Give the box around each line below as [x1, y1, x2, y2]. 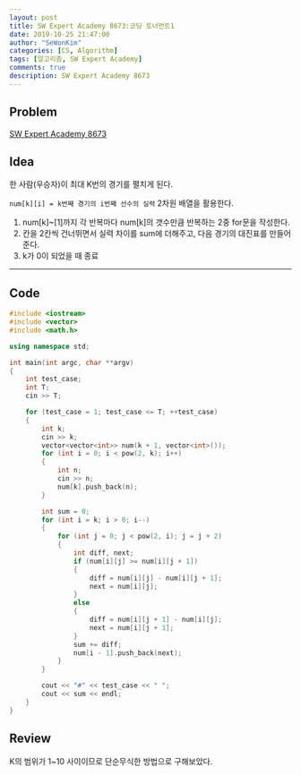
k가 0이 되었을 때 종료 [21, 251, 99, 261]
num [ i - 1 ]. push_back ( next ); [73, 648, 182, 658]
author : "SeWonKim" [9, 38, 82, 47]
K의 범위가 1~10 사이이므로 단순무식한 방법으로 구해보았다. [9, 755, 213, 766]
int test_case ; [25, 375, 82, 384]
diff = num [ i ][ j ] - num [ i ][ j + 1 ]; [89, 574, 222, 583]
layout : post [9, 13, 58, 22]
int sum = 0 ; [41, 507, 90, 515]
